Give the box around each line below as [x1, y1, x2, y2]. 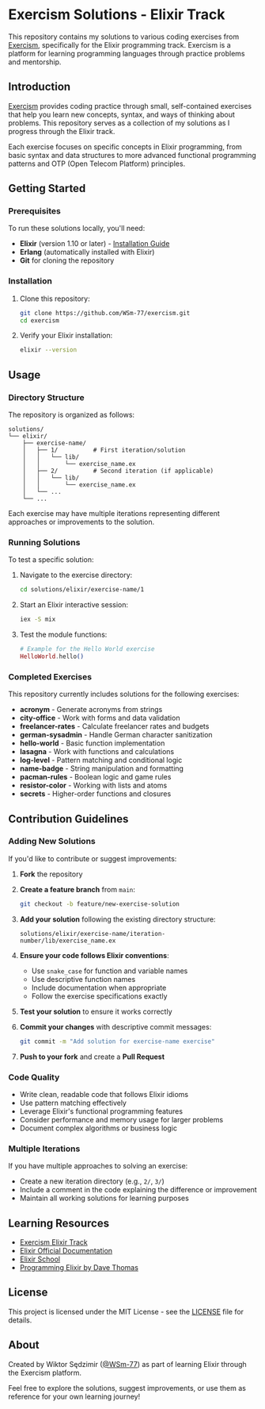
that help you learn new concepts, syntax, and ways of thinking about [8, 110, 236, 119]
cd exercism [19, 316, 59, 325]
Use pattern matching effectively [19, 1098, 127, 1107]
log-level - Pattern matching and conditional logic [19, 756, 183, 765]
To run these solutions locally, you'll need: [8, 224, 146, 233]
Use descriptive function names [31, 974, 136, 984]
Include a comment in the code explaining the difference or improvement [19, 1185, 257, 1195]
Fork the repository [19, 869, 83, 879]
